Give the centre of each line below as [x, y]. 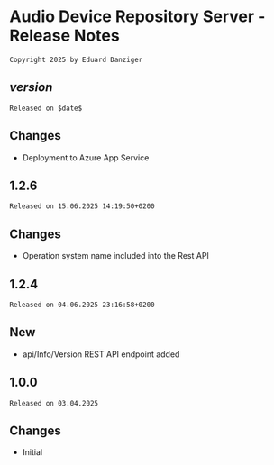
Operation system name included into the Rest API [116, 256]
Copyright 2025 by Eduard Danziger [76, 59]
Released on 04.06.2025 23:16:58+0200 [82, 305]
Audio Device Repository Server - [137, 17]
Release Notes [64, 36]
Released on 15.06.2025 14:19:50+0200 [82, 206]
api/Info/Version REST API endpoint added [101, 354]
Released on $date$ [46, 108]
